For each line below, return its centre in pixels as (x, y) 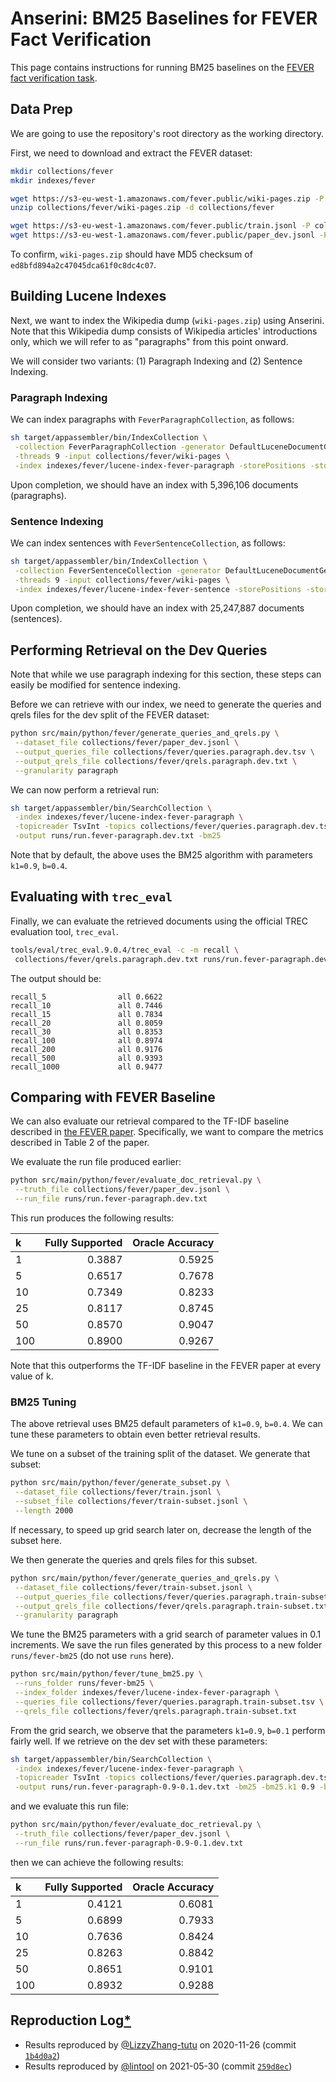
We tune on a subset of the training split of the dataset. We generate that (160, 1454)
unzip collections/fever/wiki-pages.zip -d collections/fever (142, 208)
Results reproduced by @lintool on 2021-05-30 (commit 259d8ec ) (158, 2066)
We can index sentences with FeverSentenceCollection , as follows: (148, 543)
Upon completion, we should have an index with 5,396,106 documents (154, 484)
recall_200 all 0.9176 (86, 1049)
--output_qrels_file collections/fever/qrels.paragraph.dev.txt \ (156, 761)
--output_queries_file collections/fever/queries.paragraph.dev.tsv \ (164, 752)
